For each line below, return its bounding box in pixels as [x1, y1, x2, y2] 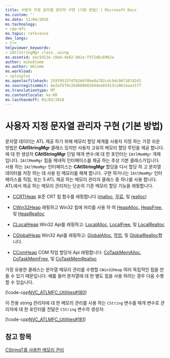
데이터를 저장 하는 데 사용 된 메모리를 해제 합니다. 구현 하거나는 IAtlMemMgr [5, 170, 153, 176]
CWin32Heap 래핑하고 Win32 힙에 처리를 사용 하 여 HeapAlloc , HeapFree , [12, 204, 163, 211]
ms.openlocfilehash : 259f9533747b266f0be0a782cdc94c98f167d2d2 [5, 78, 142, 83]
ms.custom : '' [5, 12, 35, 17]
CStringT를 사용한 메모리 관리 [5, 347, 64, 353]
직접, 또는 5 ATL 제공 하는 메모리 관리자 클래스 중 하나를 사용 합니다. [22, 176, 157, 183]
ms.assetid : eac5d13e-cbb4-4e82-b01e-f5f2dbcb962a [5, 54, 114, 60]
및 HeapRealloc [12, 211, 45, 217]
